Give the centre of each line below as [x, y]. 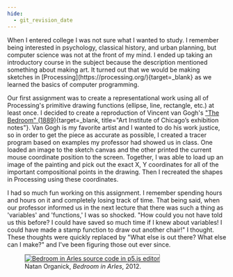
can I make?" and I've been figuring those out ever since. [89, 244]
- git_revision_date [43, 20]
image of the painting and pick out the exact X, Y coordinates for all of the [113, 164]
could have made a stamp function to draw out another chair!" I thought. [111, 230]
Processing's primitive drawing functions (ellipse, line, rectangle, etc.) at [111, 105]
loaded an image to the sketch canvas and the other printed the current [110, 150]
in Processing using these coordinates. [63, 179]
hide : [15, 14]
